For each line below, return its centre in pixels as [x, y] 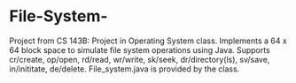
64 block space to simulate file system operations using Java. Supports [140, 49]
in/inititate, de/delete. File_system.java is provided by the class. [125, 69]
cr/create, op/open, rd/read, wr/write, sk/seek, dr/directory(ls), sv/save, [140, 59]
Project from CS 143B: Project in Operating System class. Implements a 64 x [148, 41]
